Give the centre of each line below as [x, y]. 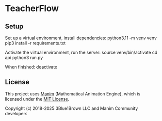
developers [16, 113]
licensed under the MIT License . [37, 99]
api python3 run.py [24, 58]
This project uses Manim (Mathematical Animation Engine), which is [73, 94]
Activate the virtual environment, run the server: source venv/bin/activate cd [81, 52]
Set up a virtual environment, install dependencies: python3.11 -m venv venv [81, 38]
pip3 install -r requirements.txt [35, 43]
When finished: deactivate [31, 67]
